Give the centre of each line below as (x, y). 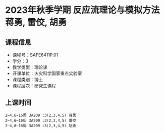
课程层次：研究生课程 (34, 86)
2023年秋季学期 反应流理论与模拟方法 (82, 10)
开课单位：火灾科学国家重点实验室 (47, 73)
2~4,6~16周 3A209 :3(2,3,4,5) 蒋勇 (41, 115)
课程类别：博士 (27, 80)
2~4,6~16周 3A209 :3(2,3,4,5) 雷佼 (41, 120)
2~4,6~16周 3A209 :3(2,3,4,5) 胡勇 (41, 126)
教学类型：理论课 (30, 67)
